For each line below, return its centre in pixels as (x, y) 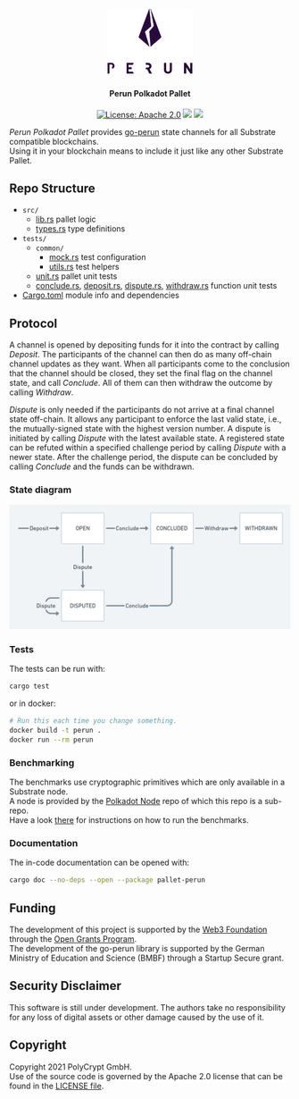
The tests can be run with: (57, 669)
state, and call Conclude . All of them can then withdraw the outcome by (141, 383)
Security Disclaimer (66, 986)
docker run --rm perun (51, 740)
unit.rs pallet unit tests (76, 276)
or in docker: (33, 703)
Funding (33, 908)
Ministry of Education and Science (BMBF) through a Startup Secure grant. (146, 958)
